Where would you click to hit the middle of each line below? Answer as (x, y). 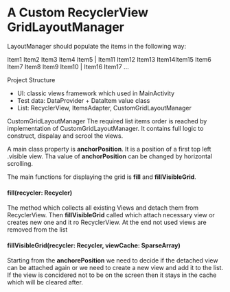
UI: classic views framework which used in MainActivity (96, 93)
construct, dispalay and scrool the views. (65, 136)
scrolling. (20, 163)
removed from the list (37, 230)
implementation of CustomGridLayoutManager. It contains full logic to (105, 128)
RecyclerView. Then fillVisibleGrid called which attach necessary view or (111, 215)
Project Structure (31, 80)
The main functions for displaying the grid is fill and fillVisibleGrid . (102, 177)
